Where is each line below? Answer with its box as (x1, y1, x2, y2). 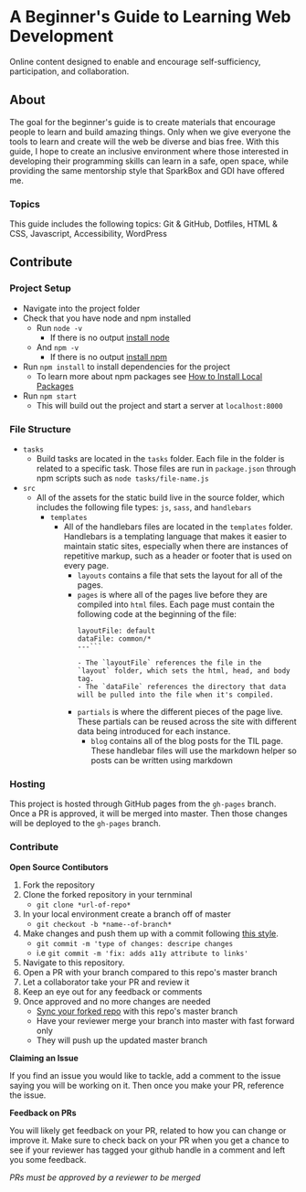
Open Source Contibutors (9, 861, 109, 872)
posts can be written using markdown (90, 755, 233, 766)
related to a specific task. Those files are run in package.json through (36, 463, 297, 474)
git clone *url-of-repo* (36, 900, 132, 910)
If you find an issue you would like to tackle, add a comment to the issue (9, 1070, 281, 1080)
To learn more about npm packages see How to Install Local (36, 370, 263, 381)
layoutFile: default (77, 626, 156, 636)
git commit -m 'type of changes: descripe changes (36, 939, 234, 948)
